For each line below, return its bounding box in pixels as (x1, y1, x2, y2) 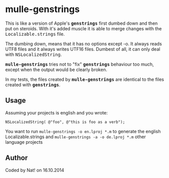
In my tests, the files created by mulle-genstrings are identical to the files (5, 76, 164, 82)
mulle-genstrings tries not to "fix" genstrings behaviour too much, (5, 61, 154, 67)
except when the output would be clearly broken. (5, 67, 107, 73)
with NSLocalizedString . (5, 51, 62, 57)
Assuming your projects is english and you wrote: (5, 109, 108, 115)
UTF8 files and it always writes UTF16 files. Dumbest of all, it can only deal (5, 46, 160, 52)
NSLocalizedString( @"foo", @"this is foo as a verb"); (5, 120, 125, 125)
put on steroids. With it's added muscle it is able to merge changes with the (5, 25, 162, 31)
